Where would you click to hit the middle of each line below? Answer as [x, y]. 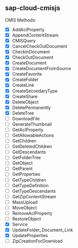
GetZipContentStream [34, 196]
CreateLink [23, 85]
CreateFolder [25, 80]
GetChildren [24, 141]
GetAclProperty [28, 130]
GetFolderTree [27, 158]
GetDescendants [29, 152]
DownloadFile [26, 118]
